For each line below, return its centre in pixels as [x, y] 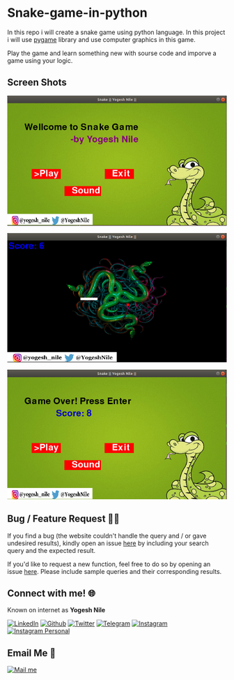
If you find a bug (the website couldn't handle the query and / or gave [107, 535]
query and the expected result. [52, 550]
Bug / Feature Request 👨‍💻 [64, 519]
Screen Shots [37, 83]
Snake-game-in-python [77, 13]
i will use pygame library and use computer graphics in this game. [102, 39]
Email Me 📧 [32, 653]
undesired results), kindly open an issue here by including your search [108, 543]
